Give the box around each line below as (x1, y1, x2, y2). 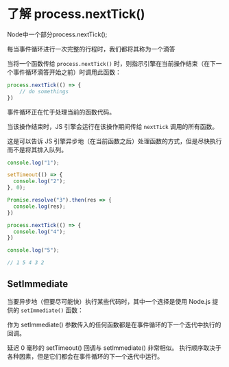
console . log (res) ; (13, 203, 67, 210)
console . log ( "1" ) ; (7, 159, 60, 166)
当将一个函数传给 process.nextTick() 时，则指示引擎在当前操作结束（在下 (7, 59, 216, 67)
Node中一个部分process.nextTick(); (7, 30, 108, 38)
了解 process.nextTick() (7, 6, 145, 22)
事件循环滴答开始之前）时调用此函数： (12, 68, 121, 76)
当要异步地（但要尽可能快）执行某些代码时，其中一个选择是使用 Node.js (7, 297, 211, 305)
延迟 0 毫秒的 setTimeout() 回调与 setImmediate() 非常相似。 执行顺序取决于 (7, 344, 221, 352)
